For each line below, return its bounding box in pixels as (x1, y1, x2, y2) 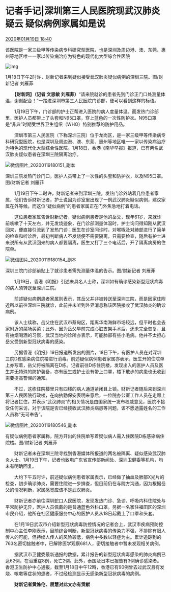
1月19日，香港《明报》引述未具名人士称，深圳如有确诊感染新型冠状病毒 (14, 278, 164, 284)
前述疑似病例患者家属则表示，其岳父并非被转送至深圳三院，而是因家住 (14, 295, 161, 302)
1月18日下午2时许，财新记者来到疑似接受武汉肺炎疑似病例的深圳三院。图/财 (5, 74, 163, 80)
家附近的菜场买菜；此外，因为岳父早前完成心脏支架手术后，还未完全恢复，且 (5, 326, 166, 332)
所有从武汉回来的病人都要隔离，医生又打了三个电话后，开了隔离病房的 (14, 239, 161, 245)
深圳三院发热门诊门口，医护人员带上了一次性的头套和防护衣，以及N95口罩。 (5, 173, 166, 179)
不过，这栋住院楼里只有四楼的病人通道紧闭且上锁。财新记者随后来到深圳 (14, 385, 166, 392)
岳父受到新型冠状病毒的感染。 (5, 338, 68, 345)
